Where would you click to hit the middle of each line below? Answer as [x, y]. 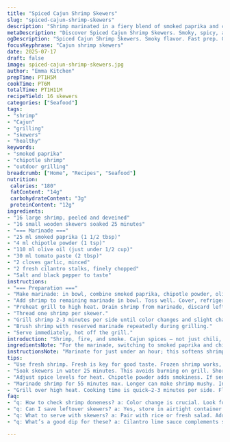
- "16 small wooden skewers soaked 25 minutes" [76, 224]
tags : [15, 109]
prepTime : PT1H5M [32, 77]
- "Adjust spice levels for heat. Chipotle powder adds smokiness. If [110, 377]
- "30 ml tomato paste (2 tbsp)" [55, 256]
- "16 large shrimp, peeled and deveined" [68, 218]
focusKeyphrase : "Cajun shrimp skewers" [66, 45]
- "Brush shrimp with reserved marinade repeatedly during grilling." [110, 326]
